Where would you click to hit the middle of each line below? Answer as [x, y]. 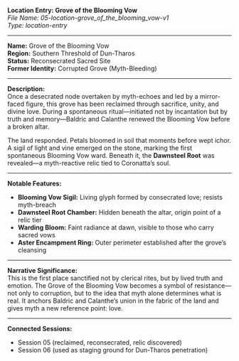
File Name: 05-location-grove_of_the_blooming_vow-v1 [88, 18]
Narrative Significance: [43, 270]
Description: [26, 89]
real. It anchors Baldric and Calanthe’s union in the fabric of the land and [113, 301]
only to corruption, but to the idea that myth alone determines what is [120, 293]
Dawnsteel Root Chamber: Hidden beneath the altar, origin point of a [119, 212]
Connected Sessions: [40, 329]
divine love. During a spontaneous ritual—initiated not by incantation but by [117, 112]
